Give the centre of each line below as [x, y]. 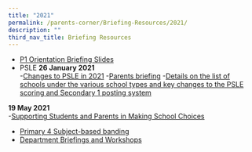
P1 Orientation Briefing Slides [66, 60]
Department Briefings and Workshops [81, 140]
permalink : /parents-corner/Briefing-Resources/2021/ [98, 23]
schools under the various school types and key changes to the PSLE [131, 85]
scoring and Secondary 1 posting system [85, 93]
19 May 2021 [29, 108]
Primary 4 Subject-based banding [74, 132]
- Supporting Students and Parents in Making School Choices [107, 116]
